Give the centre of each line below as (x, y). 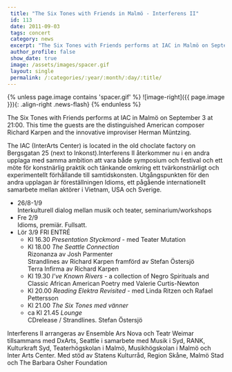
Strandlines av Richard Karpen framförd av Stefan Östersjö (111, 262)
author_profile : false (43, 52)
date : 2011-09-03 (35, 26)
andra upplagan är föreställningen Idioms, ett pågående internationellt (106, 183)
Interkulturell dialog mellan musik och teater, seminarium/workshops (114, 210)
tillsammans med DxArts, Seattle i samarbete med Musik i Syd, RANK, (106, 341)
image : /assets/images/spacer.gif (60, 65)
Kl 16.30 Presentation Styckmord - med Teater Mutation (107, 240)
